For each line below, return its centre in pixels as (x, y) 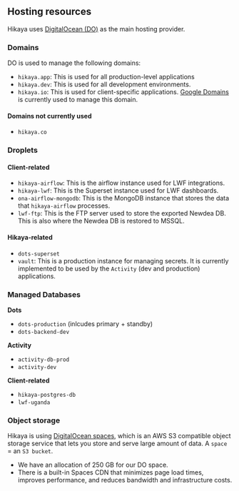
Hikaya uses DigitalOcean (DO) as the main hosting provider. (96, 29)
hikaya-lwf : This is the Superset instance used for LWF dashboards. (118, 191)
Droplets (22, 151)
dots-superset (39, 254)
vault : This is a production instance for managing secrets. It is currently (123, 260)
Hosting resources (49, 12)
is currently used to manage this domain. (78, 100)
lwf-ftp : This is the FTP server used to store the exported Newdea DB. (122, 213)
